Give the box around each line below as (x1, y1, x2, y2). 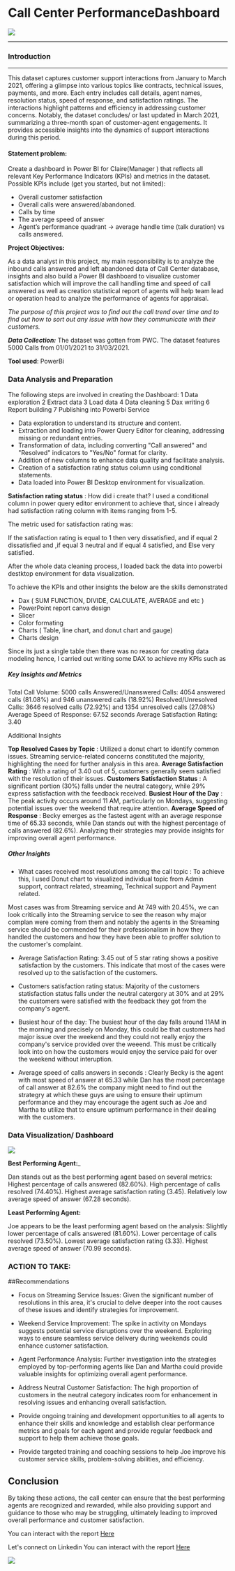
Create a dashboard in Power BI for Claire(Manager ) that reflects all (8, 165, 204, 173)
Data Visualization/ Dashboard (8, 1130, 114, 1140)
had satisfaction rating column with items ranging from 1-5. (8, 506, 177, 514)
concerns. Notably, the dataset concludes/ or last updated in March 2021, (8, 111, 220, 119)
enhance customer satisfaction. (17, 1341, 109, 1350)
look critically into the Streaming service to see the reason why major (8, 910, 207, 918)
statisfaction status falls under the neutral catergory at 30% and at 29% (17, 989, 225, 997)
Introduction (8, 51, 51, 61)
